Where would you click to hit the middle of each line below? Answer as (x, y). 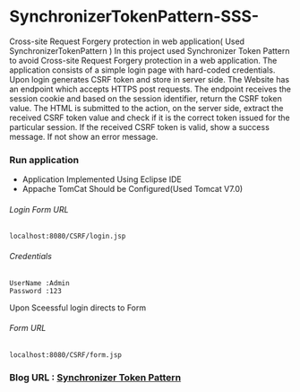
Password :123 (36, 291)
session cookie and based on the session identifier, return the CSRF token (146, 98)
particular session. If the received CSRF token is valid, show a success (140, 126)
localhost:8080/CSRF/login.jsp (68, 236)
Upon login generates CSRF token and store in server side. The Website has (149, 79)
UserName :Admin (39, 283)
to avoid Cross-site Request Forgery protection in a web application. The (143, 60)
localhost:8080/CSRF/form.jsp (66, 355)
